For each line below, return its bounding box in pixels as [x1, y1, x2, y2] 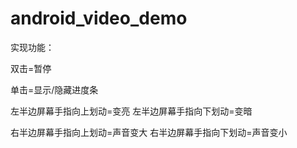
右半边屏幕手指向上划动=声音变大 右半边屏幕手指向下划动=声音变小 [10, 126, 288, 138]
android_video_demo [10, 7, 188, 30]
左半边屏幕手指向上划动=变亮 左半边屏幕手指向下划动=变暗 [10, 105, 253, 117]
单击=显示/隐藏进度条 [10, 83, 99, 96]
